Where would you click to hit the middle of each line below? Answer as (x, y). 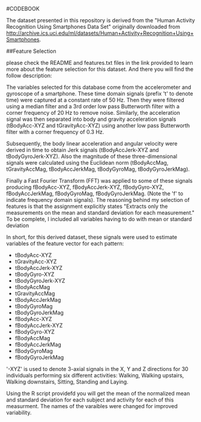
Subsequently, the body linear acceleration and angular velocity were (92, 143)
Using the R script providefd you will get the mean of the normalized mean (98, 393)
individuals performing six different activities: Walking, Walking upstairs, (95, 375)
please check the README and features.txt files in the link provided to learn (100, 63)
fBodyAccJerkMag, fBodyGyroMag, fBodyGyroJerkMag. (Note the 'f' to (95, 194)
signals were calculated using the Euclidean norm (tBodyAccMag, (87, 163)
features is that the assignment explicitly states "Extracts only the (87, 206)
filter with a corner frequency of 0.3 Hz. (55, 132)
